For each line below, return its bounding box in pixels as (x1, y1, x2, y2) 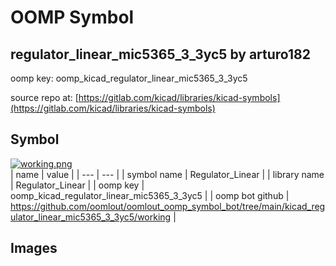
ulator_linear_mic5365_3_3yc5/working (10, 211, 172, 223)
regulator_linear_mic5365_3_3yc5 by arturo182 (10, 46, 311, 63)
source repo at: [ (10, 92, 79, 103)
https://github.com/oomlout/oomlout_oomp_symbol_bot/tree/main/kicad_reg (10, 200, 326, 212)
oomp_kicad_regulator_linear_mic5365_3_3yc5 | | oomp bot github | (10, 189, 290, 201)
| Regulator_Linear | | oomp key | (10, 179, 145, 191)
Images (10, 240, 58, 257)
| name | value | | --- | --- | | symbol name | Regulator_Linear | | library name (10, 168, 325, 180)
